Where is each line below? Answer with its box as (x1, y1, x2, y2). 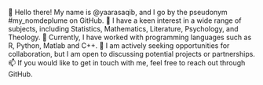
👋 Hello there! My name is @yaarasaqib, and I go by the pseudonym (8, 8, 228, 17)
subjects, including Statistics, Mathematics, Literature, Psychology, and (8, 24, 239, 33)
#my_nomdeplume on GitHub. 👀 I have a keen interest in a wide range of (8, 16, 242, 25)
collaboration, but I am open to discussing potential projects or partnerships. (8, 50, 255, 58)
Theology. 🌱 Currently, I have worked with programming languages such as (8, 32, 252, 42)
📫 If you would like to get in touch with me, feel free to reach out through (8, 58, 246, 67)
